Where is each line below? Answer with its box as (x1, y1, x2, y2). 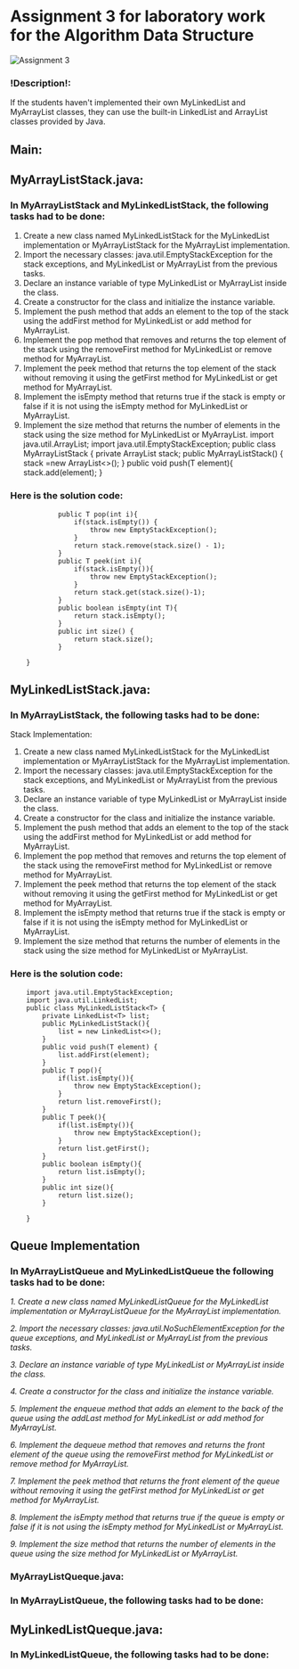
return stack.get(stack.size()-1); (73, 588, 206, 596)
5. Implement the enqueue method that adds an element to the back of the (10, 1403, 284, 1414)
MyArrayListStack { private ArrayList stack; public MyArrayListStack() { (22, 448, 284, 459)
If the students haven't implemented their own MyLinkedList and (10, 97, 246, 108)
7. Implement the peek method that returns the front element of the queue (10, 1476, 280, 1486)
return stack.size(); (73, 635, 154, 644)
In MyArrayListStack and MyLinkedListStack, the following (10, 199, 270, 211)
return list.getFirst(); (57, 1144, 150, 1153)
